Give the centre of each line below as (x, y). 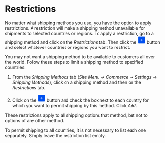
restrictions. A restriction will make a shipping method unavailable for (75, 28)
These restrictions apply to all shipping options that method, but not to (76, 115)
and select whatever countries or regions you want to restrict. (68, 47)
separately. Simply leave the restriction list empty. (56, 135)
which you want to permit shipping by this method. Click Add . (75, 105)
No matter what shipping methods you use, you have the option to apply (78, 23)
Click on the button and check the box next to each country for (81, 100)
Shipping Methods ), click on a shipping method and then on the (77, 82)
